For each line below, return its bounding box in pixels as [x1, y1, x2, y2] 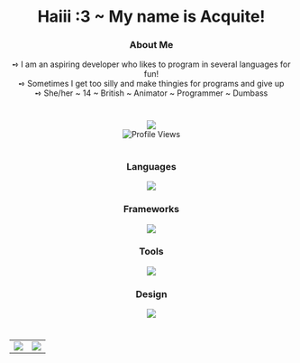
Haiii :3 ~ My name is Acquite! [37, 6, 266, 27]
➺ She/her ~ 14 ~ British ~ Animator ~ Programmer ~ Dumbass [34, 88, 268, 98]
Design [135, 287, 168, 300]
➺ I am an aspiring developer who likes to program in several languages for [12, 59, 291, 70]
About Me [129, 39, 174, 51]
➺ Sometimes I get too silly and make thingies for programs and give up [18, 79, 285, 89]
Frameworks [123, 203, 180, 216]
